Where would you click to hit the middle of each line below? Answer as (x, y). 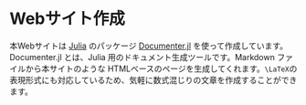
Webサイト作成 (67, 19)
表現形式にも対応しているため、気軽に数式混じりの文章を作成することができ (153, 79)
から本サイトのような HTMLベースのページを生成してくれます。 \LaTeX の (161, 68)
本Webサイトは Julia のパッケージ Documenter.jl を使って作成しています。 (149, 46)
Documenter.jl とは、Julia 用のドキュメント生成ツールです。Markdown (142, 57)
